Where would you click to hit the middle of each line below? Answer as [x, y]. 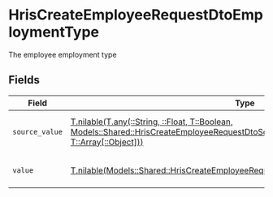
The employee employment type [63, 54]
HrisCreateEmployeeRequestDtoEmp [136, 15]
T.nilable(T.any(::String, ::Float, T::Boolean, [152, 122]
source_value [38, 132]
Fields [24, 80]
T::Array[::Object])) [107, 142]
